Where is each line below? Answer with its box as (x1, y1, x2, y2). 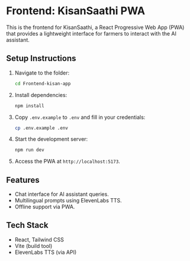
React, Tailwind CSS (14, 236, 64, 243)
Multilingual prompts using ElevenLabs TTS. (14, 197, 123, 204)
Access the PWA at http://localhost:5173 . (14, 158, 120, 165)
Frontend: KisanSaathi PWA (6, 4, 146, 18)
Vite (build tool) (14, 242, 53, 249)
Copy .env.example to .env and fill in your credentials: (14, 114, 146, 121)
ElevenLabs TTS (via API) (14, 249, 77, 256)
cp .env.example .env (14, 125, 68, 131)
